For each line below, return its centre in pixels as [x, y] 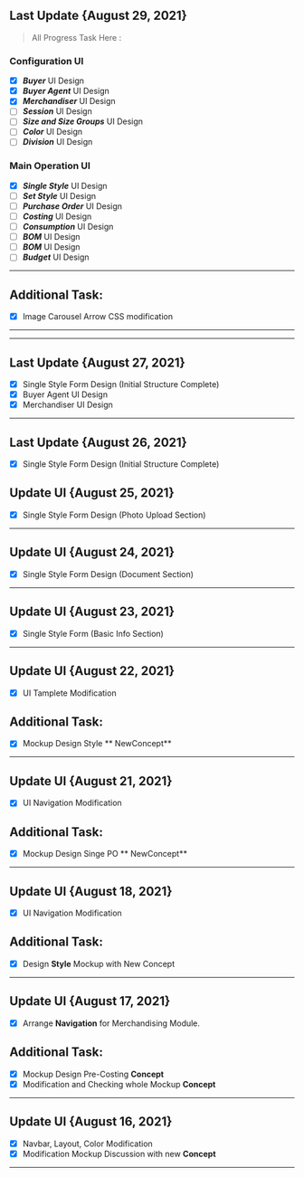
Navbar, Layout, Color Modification [88, 1144]
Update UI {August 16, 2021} [91, 1122]
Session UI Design [57, 111]
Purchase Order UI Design [72, 206]
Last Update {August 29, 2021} [98, 16]
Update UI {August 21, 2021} [91, 781]
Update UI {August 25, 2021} [92, 493]
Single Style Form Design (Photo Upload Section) [114, 515]
